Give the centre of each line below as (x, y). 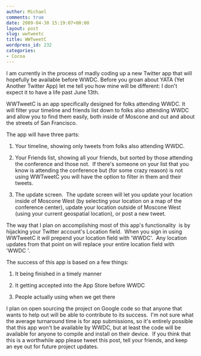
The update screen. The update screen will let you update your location (103, 194)
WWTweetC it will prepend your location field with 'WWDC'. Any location (97, 238)
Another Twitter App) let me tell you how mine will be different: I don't (92, 86)
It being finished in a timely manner (58, 274)
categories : (21, 51)
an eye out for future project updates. (52, 346)
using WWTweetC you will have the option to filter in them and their (98, 176)
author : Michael (26, 12)
